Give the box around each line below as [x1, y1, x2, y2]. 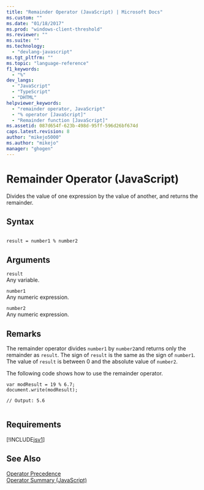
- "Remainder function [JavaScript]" [12, 117, 108, 123]
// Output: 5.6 [6, 398, 45, 404]
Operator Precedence [6, 470, 61, 477]
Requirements [6, 420, 61, 430]
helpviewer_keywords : [6, 100, 62, 106]
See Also [6, 454, 41, 464]
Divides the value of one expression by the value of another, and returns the [6, 192, 198, 200]
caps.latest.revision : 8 [6, 129, 70, 135]
